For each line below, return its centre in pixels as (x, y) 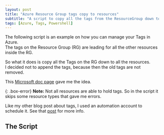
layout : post (18, 10)
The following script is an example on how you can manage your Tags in (78, 37)
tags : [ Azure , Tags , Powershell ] (39, 23)
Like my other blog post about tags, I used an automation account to (74, 106)
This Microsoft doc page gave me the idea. (48, 82)
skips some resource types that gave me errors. (53, 96)
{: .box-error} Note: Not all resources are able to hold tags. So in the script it (82, 91)
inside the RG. (19, 53)
